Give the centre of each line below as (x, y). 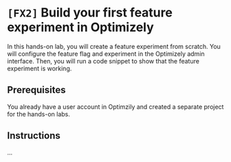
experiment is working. (40, 68)
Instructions (34, 136)
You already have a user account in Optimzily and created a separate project (115, 107)
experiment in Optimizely (81, 27)
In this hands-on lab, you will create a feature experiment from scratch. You (114, 46)
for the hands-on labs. (38, 114)
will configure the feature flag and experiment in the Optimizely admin (106, 54)
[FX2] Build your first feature (90, 13)
